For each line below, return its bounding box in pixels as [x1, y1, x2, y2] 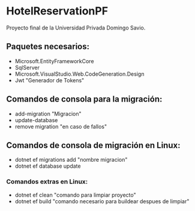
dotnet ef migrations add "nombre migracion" [14, 156, 128, 164]
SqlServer [14, 64, 40, 71]
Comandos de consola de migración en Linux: [6, 140, 181, 150]
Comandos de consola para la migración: [6, 94, 163, 105]
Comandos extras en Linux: [6, 177, 88, 186]
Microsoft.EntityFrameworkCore [14, 57, 94, 64]
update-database [14, 116, 58, 124]
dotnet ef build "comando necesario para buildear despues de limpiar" [14, 197, 190, 205]
